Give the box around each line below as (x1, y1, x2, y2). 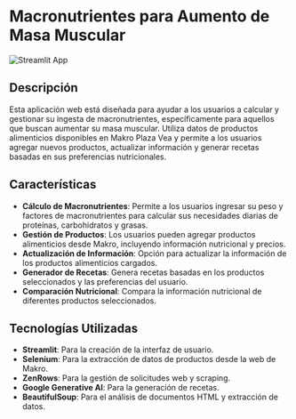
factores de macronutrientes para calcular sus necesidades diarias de (21, 210, 278, 221)
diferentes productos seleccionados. (21, 295, 157, 306)
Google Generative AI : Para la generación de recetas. (21, 383, 220, 393)
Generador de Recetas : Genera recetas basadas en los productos (21, 267, 265, 278)
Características (9, 177, 97, 192)
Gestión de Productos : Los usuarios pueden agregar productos (21, 229, 256, 239)
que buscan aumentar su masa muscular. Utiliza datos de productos (9, 123, 259, 133)
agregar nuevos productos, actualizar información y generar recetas (9, 141, 260, 152)
